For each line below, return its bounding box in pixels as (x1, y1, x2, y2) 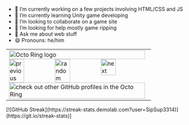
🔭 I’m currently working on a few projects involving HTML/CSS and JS (14, 6, 183, 12)
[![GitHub (6, 106, 28, 113)
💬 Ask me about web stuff (14, 31, 77, 38)
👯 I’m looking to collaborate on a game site (14, 18, 118, 25)
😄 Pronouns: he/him (14, 37, 64, 43)
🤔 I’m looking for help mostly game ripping (14, 24, 117, 31)
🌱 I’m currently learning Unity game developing (14, 12, 129, 19)
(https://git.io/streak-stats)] (6, 112, 72, 119)
